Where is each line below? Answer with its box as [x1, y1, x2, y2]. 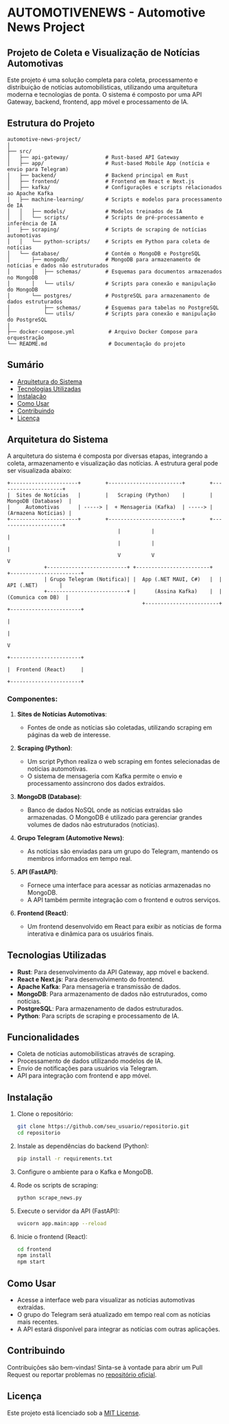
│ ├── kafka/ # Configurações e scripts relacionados [7, 184, 223, 190]
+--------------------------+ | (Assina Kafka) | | [43, 588, 223, 595]
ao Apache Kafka [7, 190, 53, 197]
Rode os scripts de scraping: [16, 1181, 98, 1189]
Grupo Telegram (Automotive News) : [16, 833, 125, 842]
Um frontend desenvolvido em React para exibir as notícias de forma [27, 922, 221, 930]
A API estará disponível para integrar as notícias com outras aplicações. [16, 1325, 221, 1333]
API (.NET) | [7, 582, 63, 589]
